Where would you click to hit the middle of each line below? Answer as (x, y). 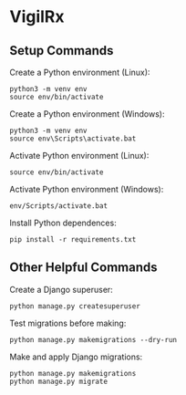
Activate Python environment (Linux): (79, 156)
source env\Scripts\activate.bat (73, 139)
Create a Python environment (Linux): (80, 72)
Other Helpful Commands (83, 268)
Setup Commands (62, 51)
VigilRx (37, 17)
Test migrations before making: (68, 323)
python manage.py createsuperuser (75, 306)
